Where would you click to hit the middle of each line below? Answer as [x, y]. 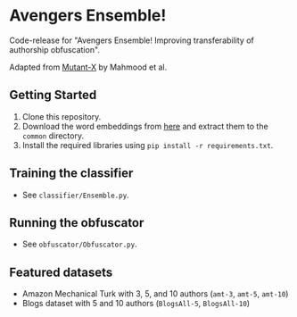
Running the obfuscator [77, 223]
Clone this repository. [62, 116]
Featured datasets [61, 272]
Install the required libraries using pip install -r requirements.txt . [148, 145]
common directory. [53, 136]
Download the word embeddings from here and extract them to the [145, 126]
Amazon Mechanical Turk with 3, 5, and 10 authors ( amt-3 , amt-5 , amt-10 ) [155, 294]
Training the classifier [71, 174]
